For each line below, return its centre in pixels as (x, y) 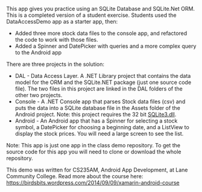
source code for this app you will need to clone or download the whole (94, 152)
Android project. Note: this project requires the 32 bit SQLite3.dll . (96, 114)
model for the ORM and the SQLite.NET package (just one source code (103, 82)
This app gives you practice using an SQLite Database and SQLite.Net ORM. (100, 9)
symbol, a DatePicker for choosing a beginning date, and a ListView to (102, 127)
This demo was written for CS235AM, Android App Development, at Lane (97, 170)
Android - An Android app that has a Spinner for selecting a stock (96, 121)
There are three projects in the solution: (55, 64)
